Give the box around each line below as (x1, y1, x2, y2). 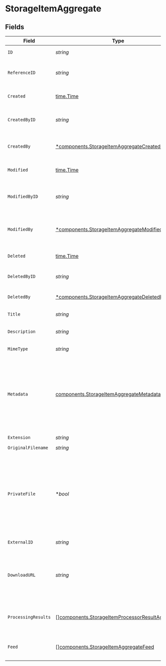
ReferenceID (7, 70, 36, 75)
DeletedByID (7, 274, 36, 279)
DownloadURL (7, 572, 36, 578)
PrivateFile (7, 491, 36, 497)
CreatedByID (7, 117, 36, 122)
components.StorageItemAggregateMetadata (55, 391, 161, 397)
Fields (5, 23, 25, 31)
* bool (55, 491, 69, 497)
